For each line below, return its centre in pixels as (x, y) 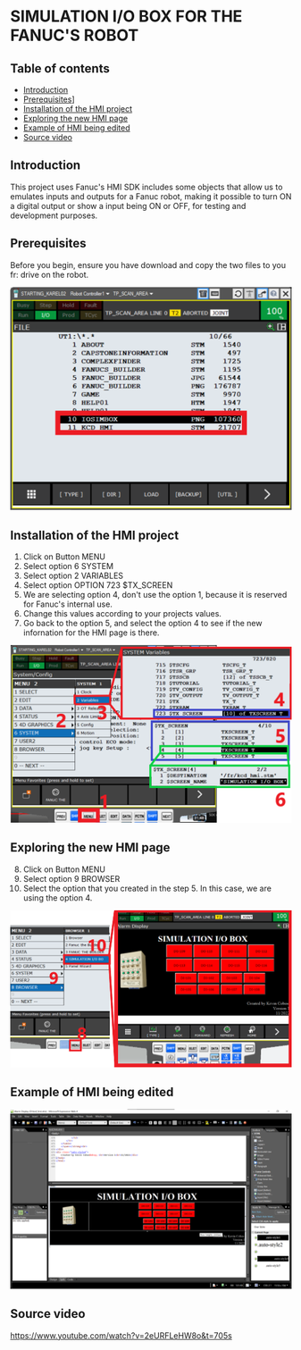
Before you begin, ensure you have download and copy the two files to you (148, 264)
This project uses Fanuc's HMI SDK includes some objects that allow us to (146, 187)
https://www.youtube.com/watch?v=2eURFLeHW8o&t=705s (121, 1335)
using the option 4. (58, 897)
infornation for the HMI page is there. (91, 633)
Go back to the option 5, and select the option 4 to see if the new (142, 623)
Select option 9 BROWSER (71, 878)
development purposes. (54, 215)
